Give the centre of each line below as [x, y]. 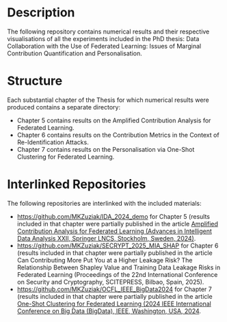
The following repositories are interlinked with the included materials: [104, 203]
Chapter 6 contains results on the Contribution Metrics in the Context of [118, 135]
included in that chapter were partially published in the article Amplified [118, 224]
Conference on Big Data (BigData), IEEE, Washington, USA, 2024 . [109, 311]
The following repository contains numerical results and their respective [108, 31]
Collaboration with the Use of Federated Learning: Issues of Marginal [104, 46]
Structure [35, 81]
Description [41, 13]
